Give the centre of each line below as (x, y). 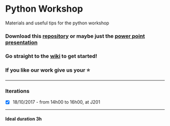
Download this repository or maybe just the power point (75, 36)
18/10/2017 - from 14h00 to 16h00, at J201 (56, 102)
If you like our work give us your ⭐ (48, 70)
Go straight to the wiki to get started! (51, 56)
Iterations (17, 91)
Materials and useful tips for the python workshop (57, 23)
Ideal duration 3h (24, 119)
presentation (22, 42)
